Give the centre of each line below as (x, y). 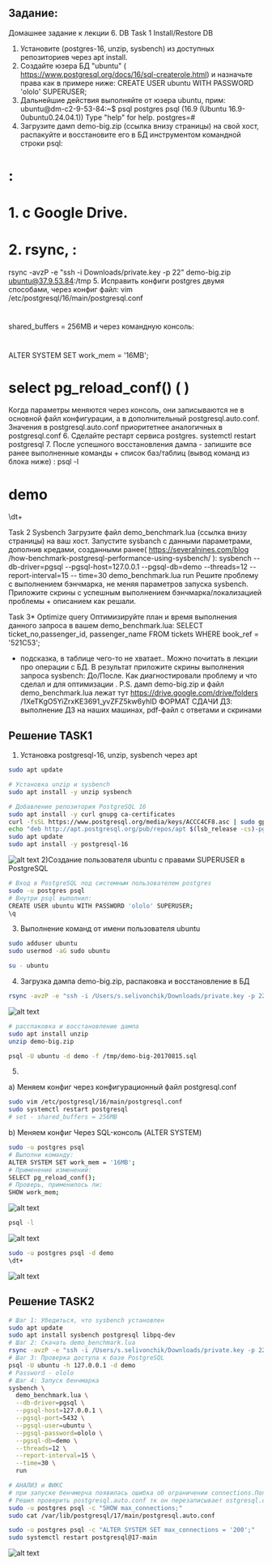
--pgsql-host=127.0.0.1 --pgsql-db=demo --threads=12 (156, 567)
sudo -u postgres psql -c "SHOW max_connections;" (96, 1508)
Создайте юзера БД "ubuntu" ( (73, 66)
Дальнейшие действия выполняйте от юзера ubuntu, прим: (123, 100)
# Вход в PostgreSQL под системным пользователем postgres (110, 883)
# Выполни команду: (41, 1155)
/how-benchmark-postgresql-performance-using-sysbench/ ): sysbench (130, 559)
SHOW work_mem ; (34, 1193)
